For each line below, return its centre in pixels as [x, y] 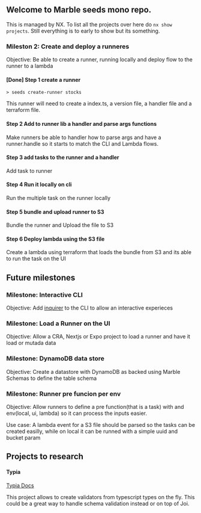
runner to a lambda [30, 66]
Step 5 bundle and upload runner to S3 [55, 212]
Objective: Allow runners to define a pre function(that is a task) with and [95, 406]
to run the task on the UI [36, 259]
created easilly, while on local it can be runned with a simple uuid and [92, 431]
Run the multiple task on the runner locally [58, 197]
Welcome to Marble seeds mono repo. [79, 10]
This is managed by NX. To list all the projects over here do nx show [89, 24]
